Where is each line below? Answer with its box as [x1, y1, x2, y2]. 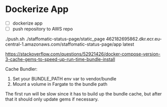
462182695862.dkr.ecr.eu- [105, 36, 162, 42]
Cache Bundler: [5, 66, 38, 72]
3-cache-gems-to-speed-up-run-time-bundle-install [5, 56, 115, 62]
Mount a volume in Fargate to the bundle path [12, 81, 107, 87]
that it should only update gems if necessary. [5, 96, 99, 102]
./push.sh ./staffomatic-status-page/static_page [5, 36, 105, 42]
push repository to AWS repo [12, 26, 73, 32]
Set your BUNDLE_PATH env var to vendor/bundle [12, 76, 117, 82]
